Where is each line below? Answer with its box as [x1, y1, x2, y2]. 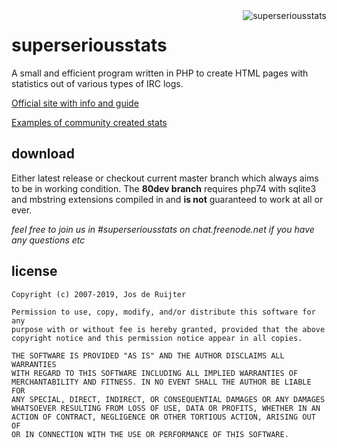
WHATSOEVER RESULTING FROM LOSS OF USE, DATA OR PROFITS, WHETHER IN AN [11, 403, 321, 413]
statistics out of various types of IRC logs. [11, 77, 184, 89]
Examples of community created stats [11, 116, 168, 128]
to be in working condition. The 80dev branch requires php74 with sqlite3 [11, 182, 317, 194]
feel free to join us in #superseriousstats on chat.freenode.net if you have [11, 223, 315, 235]
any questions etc [11, 234, 86, 246]
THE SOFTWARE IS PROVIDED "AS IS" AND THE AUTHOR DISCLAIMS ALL [11, 350, 285, 361]
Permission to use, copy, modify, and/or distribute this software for [11, 307, 316, 317]
